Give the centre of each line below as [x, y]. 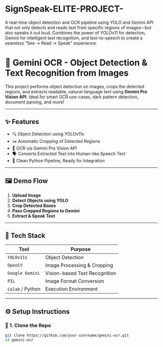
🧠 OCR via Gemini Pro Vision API [44, 148]
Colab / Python [24, 289]
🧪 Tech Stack [25, 235]
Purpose [81, 249]
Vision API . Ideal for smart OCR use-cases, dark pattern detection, [72, 97]
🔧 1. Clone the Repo [28, 325]
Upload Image [26, 195]
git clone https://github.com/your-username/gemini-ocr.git [67, 335]
